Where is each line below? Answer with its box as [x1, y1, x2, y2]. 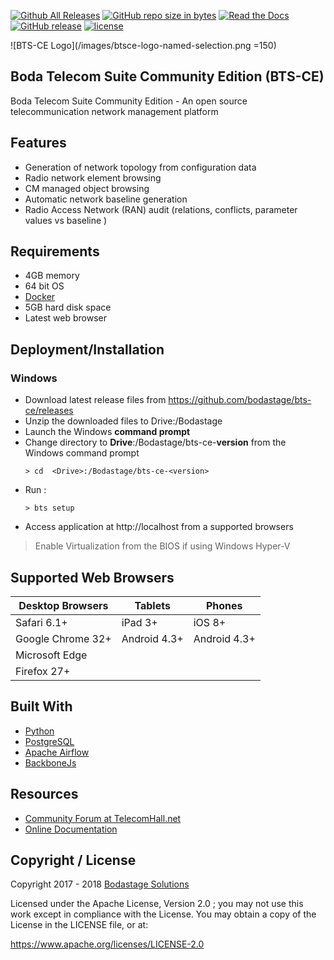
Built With [10, 698, 73, 715]
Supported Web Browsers [10, 569, 175, 586]
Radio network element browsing [24, 171, 162, 184]
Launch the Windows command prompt [24, 426, 191, 438]
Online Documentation [24, 823, 118, 835]
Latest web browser [24, 312, 107, 324]
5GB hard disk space [24, 301, 112, 314]
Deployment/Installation [10, 341, 165, 358]
